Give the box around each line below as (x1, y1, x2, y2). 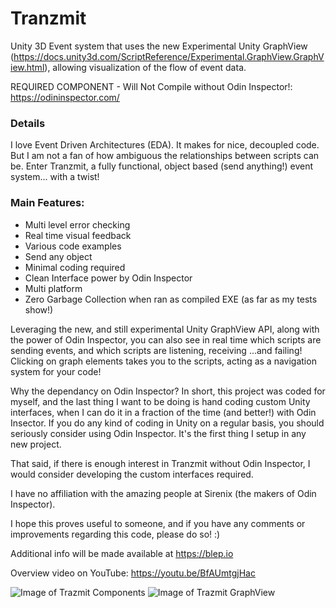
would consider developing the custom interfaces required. (10, 468, 254, 480)
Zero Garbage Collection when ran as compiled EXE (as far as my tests (24, 293, 318, 305)
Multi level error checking (24, 218, 131, 231)
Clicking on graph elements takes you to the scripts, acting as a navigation (10, 355, 317, 367)
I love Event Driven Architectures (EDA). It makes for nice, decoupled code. (10, 139, 320, 151)
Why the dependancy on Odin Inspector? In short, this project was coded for (10, 385, 326, 397)
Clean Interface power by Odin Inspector (24, 272, 193, 284)
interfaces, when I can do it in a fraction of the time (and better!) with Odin (10, 406, 317, 418)
